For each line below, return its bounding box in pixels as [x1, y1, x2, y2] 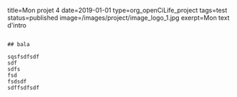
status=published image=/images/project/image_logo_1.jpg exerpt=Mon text [7, 13, 230, 22]
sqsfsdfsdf [7, 53, 40, 60]
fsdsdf [7, 78, 27, 85]
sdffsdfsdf [7, 84, 40, 91]
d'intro [7, 21, 27, 29]
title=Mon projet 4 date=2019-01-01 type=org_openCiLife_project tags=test [7, 6, 228, 14]
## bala [7, 41, 31, 48]
